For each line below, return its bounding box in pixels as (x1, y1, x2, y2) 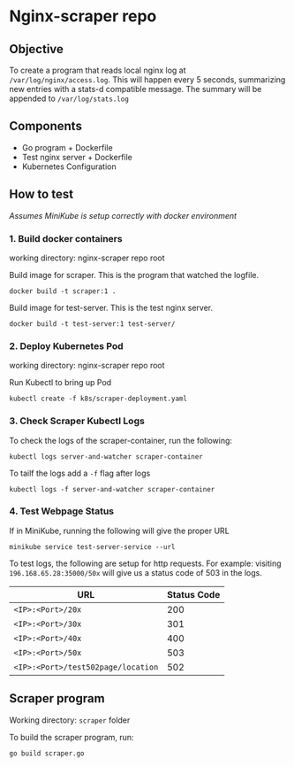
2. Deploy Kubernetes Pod (9, 339, 124, 352)
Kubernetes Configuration (21, 161, 117, 172)
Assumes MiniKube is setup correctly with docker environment (9, 210, 237, 221)
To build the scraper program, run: (9, 732, 134, 742)
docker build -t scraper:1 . (9, 286, 117, 296)
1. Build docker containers (9, 232, 123, 244)
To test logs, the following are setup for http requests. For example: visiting (9, 558, 282, 569)
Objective (9, 42, 64, 57)
